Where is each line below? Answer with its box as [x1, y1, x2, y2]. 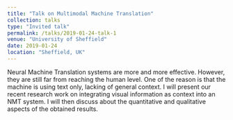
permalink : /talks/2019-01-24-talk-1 [7, 29, 117, 37]
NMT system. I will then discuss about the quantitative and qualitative [7, 97, 207, 105]
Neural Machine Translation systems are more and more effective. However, [7, 67, 225, 76]
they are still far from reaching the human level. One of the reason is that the [7, 75, 226, 83]
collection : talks [7, 17, 61, 24]
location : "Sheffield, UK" [7, 49, 86, 56]
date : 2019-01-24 [7, 42, 58, 49]
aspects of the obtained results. [7, 105, 99, 113]
